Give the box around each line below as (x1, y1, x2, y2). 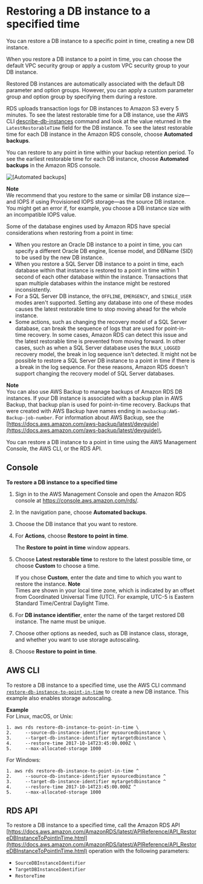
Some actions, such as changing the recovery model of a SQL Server (14, 318, 187, 325)
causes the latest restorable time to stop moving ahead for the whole (14, 305, 187, 312)
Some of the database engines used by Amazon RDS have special (6, 223, 171, 230)
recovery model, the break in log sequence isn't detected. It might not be (14, 350, 197, 357)
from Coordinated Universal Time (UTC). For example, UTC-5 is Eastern (14, 593, 194, 600)
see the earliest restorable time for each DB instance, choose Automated (6, 155, 189, 162)
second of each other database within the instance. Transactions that (14, 273, 188, 280)
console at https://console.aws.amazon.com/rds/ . (14, 496, 139, 504)
